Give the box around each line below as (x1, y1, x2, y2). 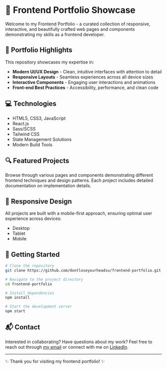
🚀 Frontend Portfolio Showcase (5, 4, 136, 16)
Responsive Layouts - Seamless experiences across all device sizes (12, 74, 153, 80)
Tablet (12, 230, 26, 236)
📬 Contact (5, 323, 40, 332)
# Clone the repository (5, 263, 55, 268)
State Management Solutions (12, 136, 72, 142)
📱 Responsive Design (5, 197, 72, 206)
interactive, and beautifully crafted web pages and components (5, 26, 135, 32)
